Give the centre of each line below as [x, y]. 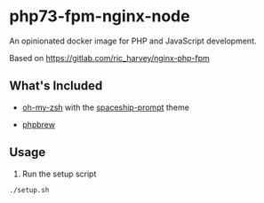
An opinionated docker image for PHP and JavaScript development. [133, 41]
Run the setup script [59, 174]
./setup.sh [29, 190]
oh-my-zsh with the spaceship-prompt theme [105, 107]
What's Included [56, 86]
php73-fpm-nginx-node [100, 16]
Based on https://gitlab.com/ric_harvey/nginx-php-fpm [110, 58]
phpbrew [39, 124]
